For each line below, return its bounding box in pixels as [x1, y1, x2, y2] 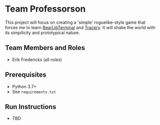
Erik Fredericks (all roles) [12, 57, 62, 62]
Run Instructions [5, 103, 57, 111]
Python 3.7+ [12, 83, 37, 89]
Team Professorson [5, 3, 86, 15]
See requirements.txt [12, 89, 56, 94]
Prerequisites [5, 71, 47, 79]
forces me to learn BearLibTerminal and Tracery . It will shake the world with [5, 24, 156, 30]
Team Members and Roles [5, 44, 85, 52]
